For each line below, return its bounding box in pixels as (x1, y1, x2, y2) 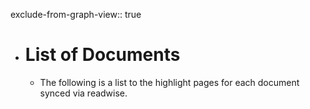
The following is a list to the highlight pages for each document (39, 76, 300, 88)
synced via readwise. (39, 87, 128, 99)
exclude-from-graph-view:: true (10, 9, 142, 20)
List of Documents (24, 44, 181, 66)
